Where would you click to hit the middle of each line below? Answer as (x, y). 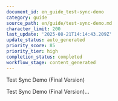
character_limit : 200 (34, 29)
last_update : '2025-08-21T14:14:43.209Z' (59, 34)
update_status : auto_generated (46, 40)
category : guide (27, 18)
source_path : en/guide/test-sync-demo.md (59, 23)
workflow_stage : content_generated (51, 62)
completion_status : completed (44, 57)
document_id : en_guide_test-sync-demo (55, 12)
